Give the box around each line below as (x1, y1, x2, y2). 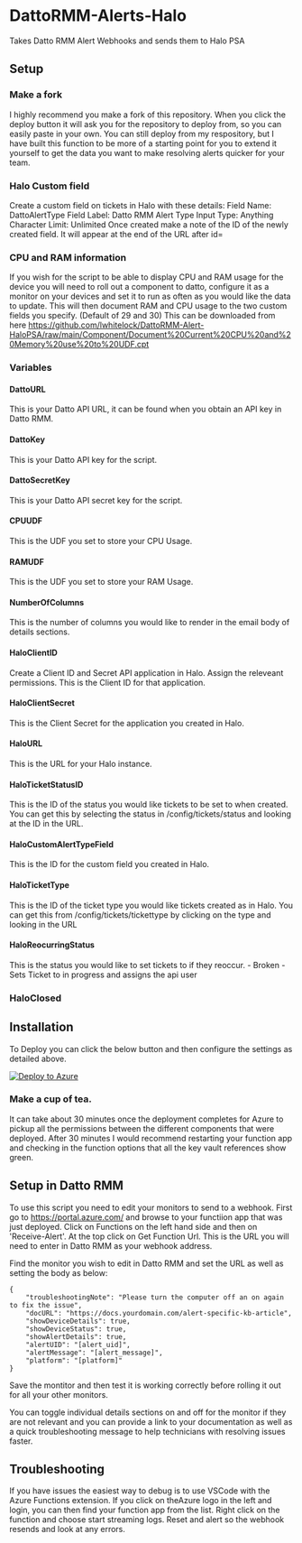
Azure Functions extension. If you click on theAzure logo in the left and (9, 1495, 272, 1506)
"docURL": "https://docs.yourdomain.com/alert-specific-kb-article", (25, 1308, 293, 1317)
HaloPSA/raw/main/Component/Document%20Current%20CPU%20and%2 (9, 329, 291, 340)
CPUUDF (9, 515, 43, 526)
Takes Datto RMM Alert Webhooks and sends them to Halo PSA (9, 35, 245, 46)
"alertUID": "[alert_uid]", (25, 1340, 131, 1349)
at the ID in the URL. (9, 818, 84, 829)
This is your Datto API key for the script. (9, 454, 158, 465)
